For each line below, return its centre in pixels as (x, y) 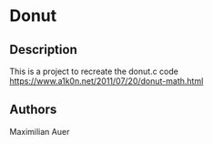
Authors (33, 110)
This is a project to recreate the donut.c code (94, 71)
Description (43, 50)
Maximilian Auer (40, 131)
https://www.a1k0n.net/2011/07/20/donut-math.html (106, 81)
